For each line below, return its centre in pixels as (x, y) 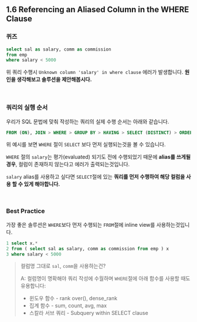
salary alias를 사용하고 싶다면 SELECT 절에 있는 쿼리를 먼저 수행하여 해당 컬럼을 (96, 177)
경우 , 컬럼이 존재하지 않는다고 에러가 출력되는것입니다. (68, 165)
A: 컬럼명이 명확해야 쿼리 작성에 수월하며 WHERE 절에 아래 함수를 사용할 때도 (105, 279)
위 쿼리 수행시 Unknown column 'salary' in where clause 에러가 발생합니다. (95, 72)
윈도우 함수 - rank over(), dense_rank (73, 298)
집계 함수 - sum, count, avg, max (68, 306)
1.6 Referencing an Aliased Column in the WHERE (98, 10)
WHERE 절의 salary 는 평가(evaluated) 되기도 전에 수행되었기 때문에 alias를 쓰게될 (98, 157)
